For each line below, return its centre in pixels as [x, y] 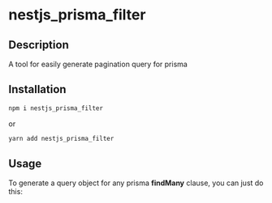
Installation [37, 89]
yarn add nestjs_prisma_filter [61, 138]
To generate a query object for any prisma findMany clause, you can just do [136, 183]
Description [39, 45]
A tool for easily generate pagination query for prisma [98, 64]
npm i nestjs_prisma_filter [56, 108]
